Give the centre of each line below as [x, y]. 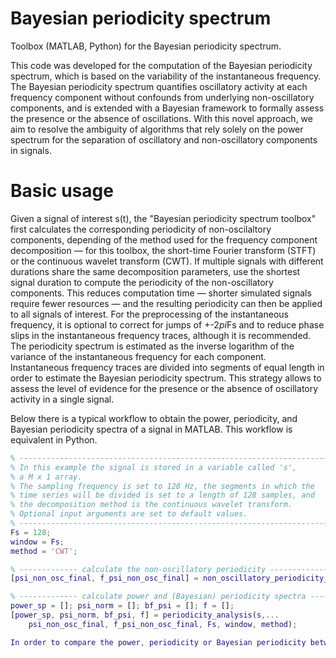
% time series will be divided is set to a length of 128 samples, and [162, 495]
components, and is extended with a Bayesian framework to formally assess [167, 108]
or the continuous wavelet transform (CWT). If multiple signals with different [167, 261]
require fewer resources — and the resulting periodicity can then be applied [166, 303]
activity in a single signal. [62, 399]
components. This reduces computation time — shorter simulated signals [161, 293]
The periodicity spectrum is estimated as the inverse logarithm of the [152, 346]
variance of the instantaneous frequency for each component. [138, 356]
